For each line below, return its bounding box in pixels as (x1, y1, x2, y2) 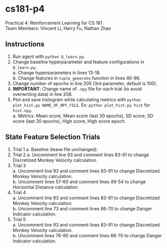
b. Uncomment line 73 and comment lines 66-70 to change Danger (12, 205, 152, 211)
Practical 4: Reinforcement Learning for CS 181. (5, 20, 104, 26)
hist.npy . (12, 107, 33, 113)
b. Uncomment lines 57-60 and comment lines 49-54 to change (12, 179, 146, 185)
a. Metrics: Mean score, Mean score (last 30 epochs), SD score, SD (12, 113, 153, 119)
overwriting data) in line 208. (12, 91, 73, 97)
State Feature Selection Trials (5, 133, 100, 141)
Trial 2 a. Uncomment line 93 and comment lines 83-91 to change (12, 152, 149, 158)
